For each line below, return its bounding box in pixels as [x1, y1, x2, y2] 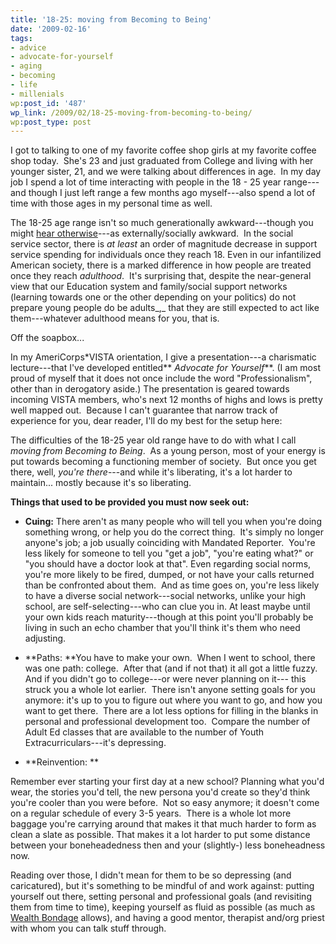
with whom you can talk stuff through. [10, 922, 167, 935]
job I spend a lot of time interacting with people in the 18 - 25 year [10, 176, 282, 188]
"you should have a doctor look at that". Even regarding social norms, [24, 558, 312, 570]
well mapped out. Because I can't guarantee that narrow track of [10, 404, 279, 416]
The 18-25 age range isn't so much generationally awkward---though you [10, 217, 314, 229]
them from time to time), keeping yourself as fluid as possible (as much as [10, 901, 316, 913]
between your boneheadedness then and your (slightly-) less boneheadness [10, 839, 326, 851]
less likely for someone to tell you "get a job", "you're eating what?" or [24, 547, 314, 560]
